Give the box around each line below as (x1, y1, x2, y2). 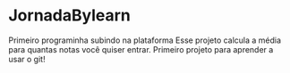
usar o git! (8, 53, 46, 64)
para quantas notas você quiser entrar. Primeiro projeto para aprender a (8, 44, 274, 54)
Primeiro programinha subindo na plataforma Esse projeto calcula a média (8, 35, 282, 45)
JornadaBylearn (8, 5, 132, 26)
